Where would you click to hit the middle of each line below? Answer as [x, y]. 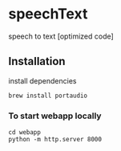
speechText [48, 14]
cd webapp [25, 133]
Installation [37, 61]
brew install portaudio [48, 96]
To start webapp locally [55, 116]
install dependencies [42, 80]
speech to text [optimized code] [61, 36]
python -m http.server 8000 [55, 140]
